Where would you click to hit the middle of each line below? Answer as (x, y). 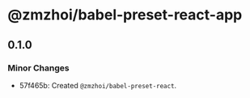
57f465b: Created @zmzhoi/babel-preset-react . (98, 85)
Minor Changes (38, 68)
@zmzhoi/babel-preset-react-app (125, 15)
